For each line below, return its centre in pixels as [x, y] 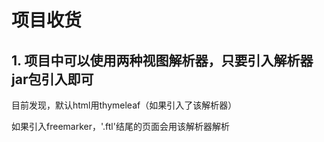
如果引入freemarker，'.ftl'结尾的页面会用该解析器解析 [120, 126]
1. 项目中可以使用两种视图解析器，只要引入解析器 [162, 60]
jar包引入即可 [52, 79]
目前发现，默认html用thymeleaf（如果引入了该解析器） [124, 105]
